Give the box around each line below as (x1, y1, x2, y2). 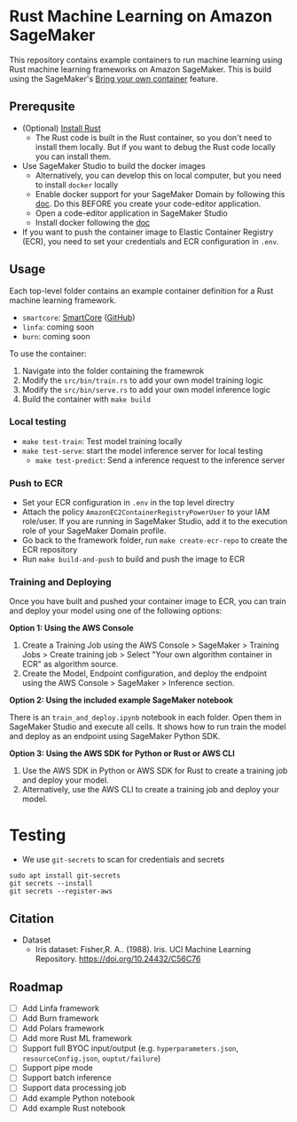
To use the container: (9, 348, 87, 359)
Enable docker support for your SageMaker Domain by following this (35, 188, 285, 199)
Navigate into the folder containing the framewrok (21, 365, 205, 376)
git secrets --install (9, 879, 93, 888)
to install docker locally (35, 179, 119, 190)
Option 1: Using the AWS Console (9, 623, 135, 633)
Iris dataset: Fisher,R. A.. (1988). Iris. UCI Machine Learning (35, 944, 251, 955)
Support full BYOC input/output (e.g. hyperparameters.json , (21, 1043, 239, 1054)
